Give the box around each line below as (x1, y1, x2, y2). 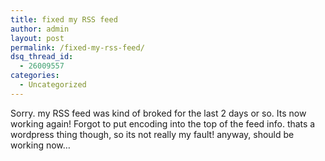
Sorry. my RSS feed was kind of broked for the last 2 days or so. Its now (10, 107, 307, 119)
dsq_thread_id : (10, 52, 74, 62)
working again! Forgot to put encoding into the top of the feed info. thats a (10, 117, 316, 130)
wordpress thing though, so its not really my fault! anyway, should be (10, 128, 295, 140)
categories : (10, 71, 60, 81)
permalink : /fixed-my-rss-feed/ (10, 42, 145, 53)
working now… (10, 139, 71, 151)
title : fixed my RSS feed (10, 14, 118, 25)
